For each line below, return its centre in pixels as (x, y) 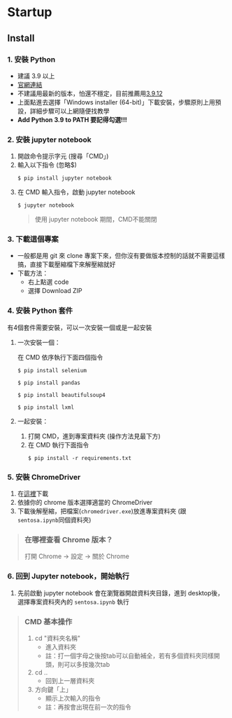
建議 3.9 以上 (36, 76)
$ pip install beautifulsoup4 (61, 395)
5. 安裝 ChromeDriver (44, 477)
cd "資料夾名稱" (58, 638)
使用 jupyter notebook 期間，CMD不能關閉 (96, 219)
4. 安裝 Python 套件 (40, 311)
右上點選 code (48, 282)
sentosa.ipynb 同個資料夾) (54, 520)
